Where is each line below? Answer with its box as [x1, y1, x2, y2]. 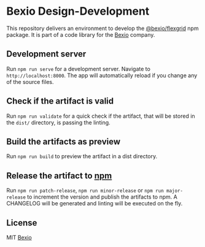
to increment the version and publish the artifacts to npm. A [27, 193, 178, 200]
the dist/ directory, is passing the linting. [6, 118, 110, 126]
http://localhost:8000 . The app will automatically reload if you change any [6, 72, 198, 79]
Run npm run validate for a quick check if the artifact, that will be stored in [6, 112, 195, 120]
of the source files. [6, 78, 54, 85]
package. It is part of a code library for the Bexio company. [6, 31, 155, 38]
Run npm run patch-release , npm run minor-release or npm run [6, 187, 164, 194]
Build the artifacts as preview [6, 136, 121, 146]
